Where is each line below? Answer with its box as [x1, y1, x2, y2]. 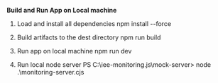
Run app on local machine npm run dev [16, 47, 132, 55]
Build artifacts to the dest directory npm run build [16, 33, 161, 41]
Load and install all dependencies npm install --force [16, 20, 172, 27]
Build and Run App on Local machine [6, 6, 117, 14]
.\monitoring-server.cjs [16, 68, 85, 76]
